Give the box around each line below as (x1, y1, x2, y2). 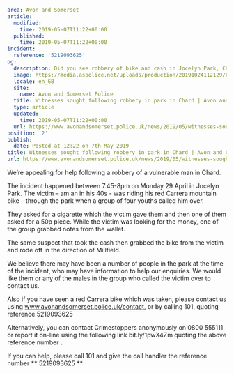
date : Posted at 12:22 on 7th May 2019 (13, 143, 130, 150)
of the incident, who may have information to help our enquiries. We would (7, 267, 221, 275)
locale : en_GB (13, 77, 54, 85)
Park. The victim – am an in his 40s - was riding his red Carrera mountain (7, 189, 217, 197)
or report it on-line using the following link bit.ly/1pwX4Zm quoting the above (7, 331, 227, 339)
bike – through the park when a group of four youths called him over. (7, 197, 204, 205)
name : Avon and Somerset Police (19, 91, 114, 98)
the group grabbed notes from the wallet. (7, 225, 125, 233)
